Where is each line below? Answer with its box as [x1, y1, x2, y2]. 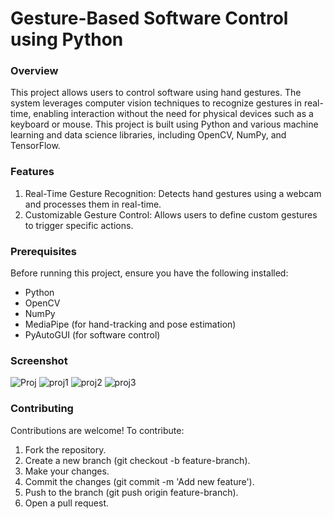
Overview [10, 64, 59, 78]
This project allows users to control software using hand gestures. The [10, 87, 302, 99]
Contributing [10, 402, 74, 416]
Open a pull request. [24, 497, 110, 509]
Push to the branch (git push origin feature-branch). [24, 486, 239, 498]
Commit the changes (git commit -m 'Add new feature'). [24, 475, 255, 487]
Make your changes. [24, 465, 110, 477]
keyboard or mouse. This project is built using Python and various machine [10, 118, 319, 131]
